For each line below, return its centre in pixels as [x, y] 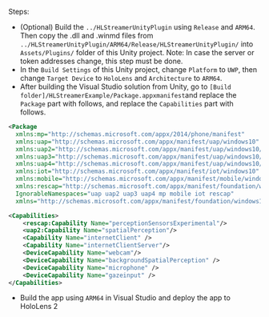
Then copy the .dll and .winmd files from [86, 36]
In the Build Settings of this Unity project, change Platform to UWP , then [139, 70]
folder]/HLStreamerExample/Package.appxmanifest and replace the [128, 95]
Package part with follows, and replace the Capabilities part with [126, 104]
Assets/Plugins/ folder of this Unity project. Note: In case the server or [137, 52]
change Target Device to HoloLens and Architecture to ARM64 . [121, 78]
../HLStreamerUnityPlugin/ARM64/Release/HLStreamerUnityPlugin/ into [137, 44]
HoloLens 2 [39, 307]
